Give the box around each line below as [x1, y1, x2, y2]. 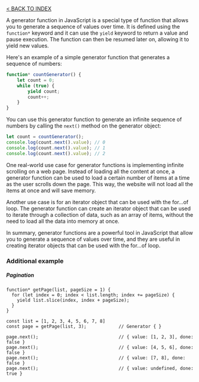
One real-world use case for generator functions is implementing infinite [6, 161, 184, 168]
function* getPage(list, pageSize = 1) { [6, 287, 111, 293]
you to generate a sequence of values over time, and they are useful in [6, 235, 180, 242]
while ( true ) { [17, 83, 55, 89]
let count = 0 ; [17, 77, 55, 83]
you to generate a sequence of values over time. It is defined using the [6, 23, 180, 30]
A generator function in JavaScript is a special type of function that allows [6, 17, 189, 23]
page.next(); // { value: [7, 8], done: [6, 354, 186, 361]
